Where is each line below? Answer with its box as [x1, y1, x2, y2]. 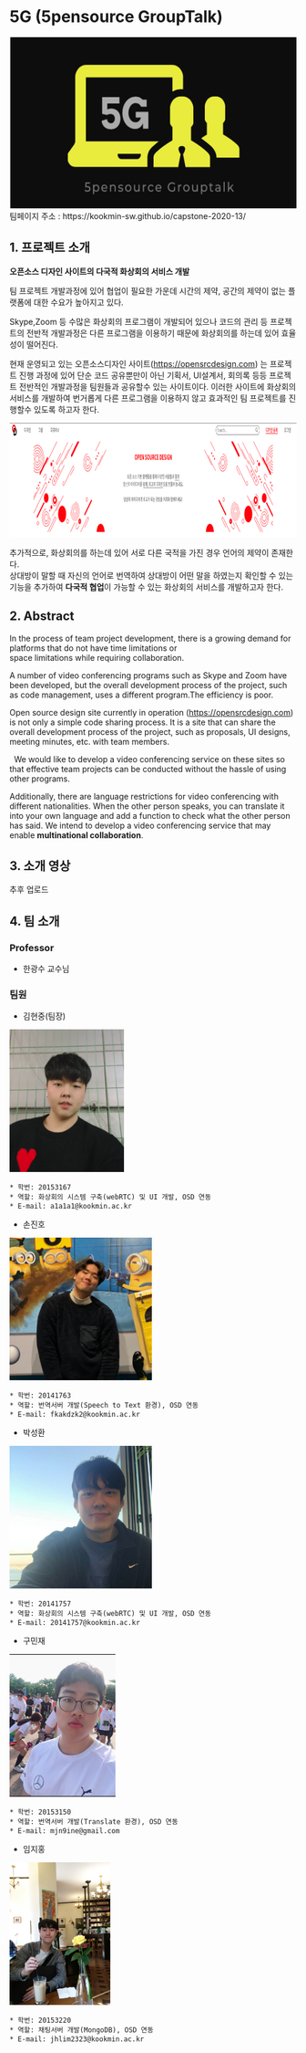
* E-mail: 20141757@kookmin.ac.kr [9, 1618, 141, 1628]
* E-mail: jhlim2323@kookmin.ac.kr [9, 2035, 145, 2044]
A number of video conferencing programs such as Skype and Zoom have [9, 669, 288, 681]
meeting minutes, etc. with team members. [9, 736, 170, 747]
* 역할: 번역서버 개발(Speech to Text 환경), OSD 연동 [9, 1401, 199, 1410]
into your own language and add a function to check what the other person [9, 810, 291, 821]
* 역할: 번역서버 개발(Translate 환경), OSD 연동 [9, 1817, 178, 1827]
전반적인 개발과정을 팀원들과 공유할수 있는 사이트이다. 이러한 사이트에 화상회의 [18, 381, 297, 392]
